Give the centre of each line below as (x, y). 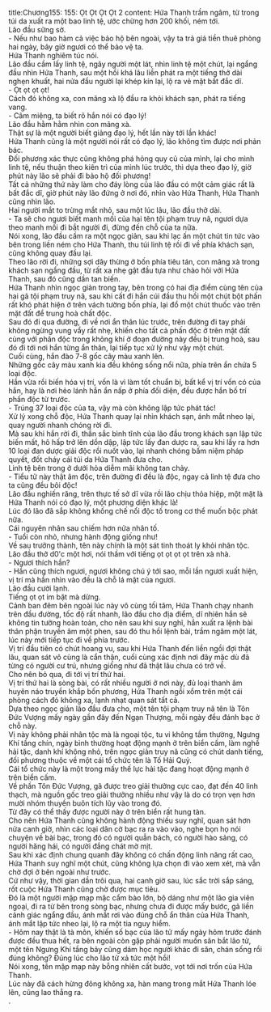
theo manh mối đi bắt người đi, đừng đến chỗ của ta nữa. (103, 227)
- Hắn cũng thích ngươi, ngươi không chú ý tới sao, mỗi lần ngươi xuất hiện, (133, 571)
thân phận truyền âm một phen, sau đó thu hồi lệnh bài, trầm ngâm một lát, (133, 631)
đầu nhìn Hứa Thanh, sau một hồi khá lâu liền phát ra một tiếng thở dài (125, 72)
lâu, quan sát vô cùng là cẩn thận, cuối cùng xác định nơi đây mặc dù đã (129, 657)
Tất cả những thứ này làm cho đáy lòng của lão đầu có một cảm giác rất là (131, 184)
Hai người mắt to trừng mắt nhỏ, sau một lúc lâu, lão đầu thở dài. (115, 210)
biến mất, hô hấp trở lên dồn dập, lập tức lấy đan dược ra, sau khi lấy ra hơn (134, 442)
